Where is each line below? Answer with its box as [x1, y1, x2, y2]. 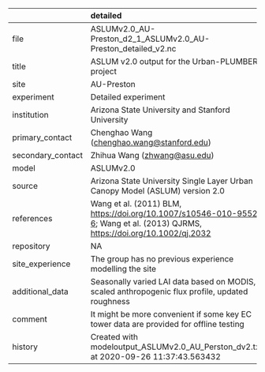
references [12, 213, 53, 224]
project [90, 66, 117, 77]
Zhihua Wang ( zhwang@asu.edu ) [90, 150, 215, 160]
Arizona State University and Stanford [90, 104, 230, 115]
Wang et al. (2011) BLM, [90, 198, 182, 209]
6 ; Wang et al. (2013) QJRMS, [90, 218, 203, 228]
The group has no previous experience [90, 254, 234, 264]
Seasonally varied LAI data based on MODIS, [90, 276, 256, 287]
